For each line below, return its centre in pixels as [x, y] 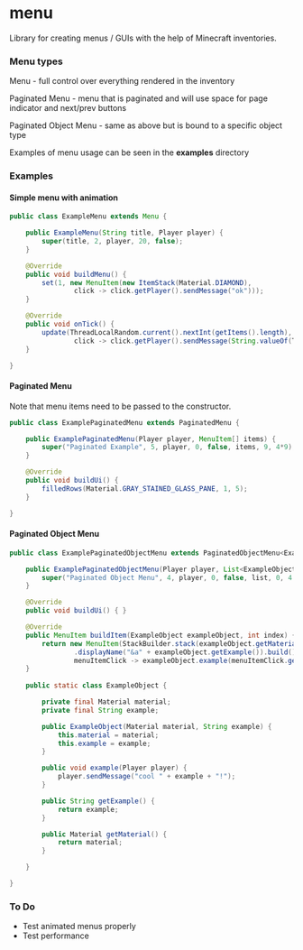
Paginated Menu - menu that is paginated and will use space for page [139, 98]
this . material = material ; [108, 735]
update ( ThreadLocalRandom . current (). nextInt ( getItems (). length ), [167, 332]
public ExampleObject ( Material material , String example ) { [157, 726]
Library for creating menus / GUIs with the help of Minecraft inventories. [143, 38]
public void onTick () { [70, 324]
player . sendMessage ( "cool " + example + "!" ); [147, 777]
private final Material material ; [106, 702]
